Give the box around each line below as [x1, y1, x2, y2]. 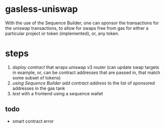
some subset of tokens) [12, 74, 61, 80]
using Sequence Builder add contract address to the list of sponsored [12, 80, 155, 86]
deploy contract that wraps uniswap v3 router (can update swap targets [12, 64, 160, 70]
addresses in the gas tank [12, 85, 65, 91]
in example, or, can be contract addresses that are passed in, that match [12, 69, 161, 75]
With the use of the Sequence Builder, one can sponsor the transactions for [5, 20, 160, 26]
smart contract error [12, 118, 54, 124]
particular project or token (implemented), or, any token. [5, 30, 120, 36]
